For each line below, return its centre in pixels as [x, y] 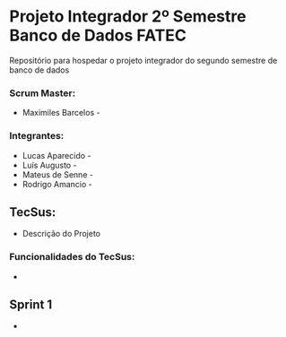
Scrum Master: [43, 93]
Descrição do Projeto [61, 234]
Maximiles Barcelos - [61, 113]
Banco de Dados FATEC [98, 35]
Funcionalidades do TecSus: [72, 257]
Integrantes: [37, 136]
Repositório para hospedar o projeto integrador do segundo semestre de [143, 60]
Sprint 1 [31, 305]
